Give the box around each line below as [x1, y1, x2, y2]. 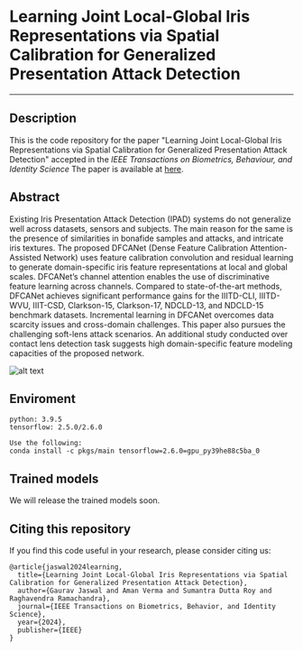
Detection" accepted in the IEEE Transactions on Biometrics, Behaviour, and [9, 153, 293, 164]
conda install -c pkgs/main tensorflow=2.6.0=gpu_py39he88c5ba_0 [9, 446, 260, 456]
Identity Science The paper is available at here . [9, 163, 184, 174]
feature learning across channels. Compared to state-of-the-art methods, [9, 280, 282, 291]
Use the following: [9, 439, 83, 448]
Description [9, 111, 77, 126]
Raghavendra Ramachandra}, [9, 594, 111, 603]
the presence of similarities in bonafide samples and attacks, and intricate [9, 233, 284, 243]
